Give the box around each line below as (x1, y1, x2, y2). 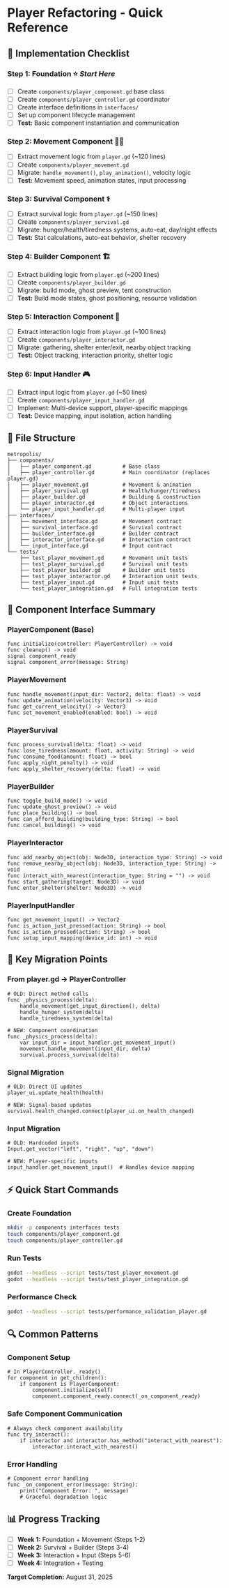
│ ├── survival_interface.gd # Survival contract (7, 524, 182, 531)
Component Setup (7, 1353, 71, 1363)
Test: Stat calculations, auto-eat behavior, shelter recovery (17, 234, 187, 242)
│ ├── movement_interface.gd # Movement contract (7, 517, 182, 524)
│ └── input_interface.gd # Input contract (7, 542, 173, 549)
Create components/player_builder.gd (17, 278, 127, 287)
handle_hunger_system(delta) (19, 1008, 104, 1015)
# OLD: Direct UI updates (7, 1083, 82, 1090)
